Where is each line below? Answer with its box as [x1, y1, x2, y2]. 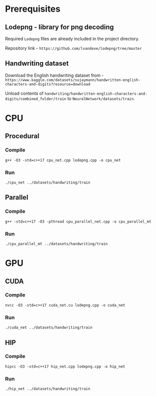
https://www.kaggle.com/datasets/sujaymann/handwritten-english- [5, 77, 140, 83]
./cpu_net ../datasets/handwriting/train [5, 180, 91, 185]
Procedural [5, 132, 39, 140]
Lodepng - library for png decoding [5, 23, 114, 31]
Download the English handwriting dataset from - [5, 72, 104, 78]
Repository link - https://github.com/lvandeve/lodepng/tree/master [5, 45, 142, 51]
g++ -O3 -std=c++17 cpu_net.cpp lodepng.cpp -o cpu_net [5, 158, 121, 163]
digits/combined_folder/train [5, 96, 67, 101]
